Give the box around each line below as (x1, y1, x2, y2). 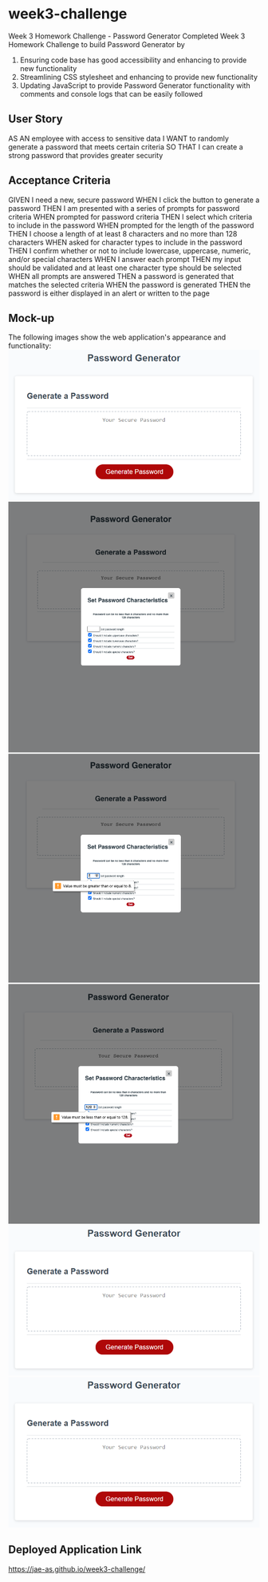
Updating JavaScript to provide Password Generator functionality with (19, 81, 250, 90)
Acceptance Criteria (8, 173, 111, 188)
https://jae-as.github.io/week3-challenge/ (8, 1564, 146, 1574)
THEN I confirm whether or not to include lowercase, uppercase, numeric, (8, 245, 251, 256)
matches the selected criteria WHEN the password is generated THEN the (8, 280, 251, 289)
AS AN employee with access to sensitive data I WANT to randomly (8, 133, 230, 143)
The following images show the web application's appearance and (8, 332, 227, 342)
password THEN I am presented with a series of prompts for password (8, 203, 240, 213)
